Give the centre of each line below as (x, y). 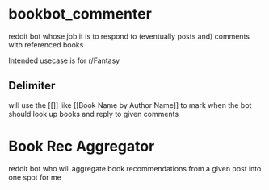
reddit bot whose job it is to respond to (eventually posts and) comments (129, 36)
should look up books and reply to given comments (94, 114)
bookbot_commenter (80, 14)
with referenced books (46, 44)
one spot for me (35, 177)
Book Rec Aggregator (82, 146)
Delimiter (32, 86)
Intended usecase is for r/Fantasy (64, 60)
